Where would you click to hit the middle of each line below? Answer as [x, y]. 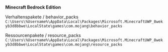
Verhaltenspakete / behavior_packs [42, 17]
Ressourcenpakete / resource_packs [43, 35]
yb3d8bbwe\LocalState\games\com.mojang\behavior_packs [64, 26]
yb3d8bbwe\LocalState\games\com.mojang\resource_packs [64, 44]
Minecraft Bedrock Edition [33, 7]
